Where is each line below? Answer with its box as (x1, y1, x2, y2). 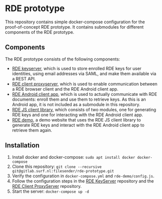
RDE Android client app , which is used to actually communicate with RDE (12, 91, 157, 97)
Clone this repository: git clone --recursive (12, 163, 102, 169)
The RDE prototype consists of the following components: (5, 56, 120, 62)
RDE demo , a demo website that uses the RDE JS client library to (12, 117, 141, 122)
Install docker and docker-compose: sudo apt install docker (12, 154, 135, 160)
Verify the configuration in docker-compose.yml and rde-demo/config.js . (12, 173, 155, 179)
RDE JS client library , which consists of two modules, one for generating (12, 107, 156, 112)
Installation (5, 141, 40, 150)
